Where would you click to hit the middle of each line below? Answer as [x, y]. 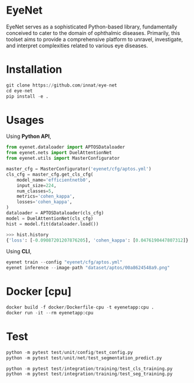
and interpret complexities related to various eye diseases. [77, 46]
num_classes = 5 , [35, 191]
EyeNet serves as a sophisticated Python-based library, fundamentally [92, 27]
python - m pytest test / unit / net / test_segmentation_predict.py [84, 358]
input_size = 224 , [37, 185]
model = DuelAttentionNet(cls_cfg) [50, 218]
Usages [25, 120]
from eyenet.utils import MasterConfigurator [63, 158]
